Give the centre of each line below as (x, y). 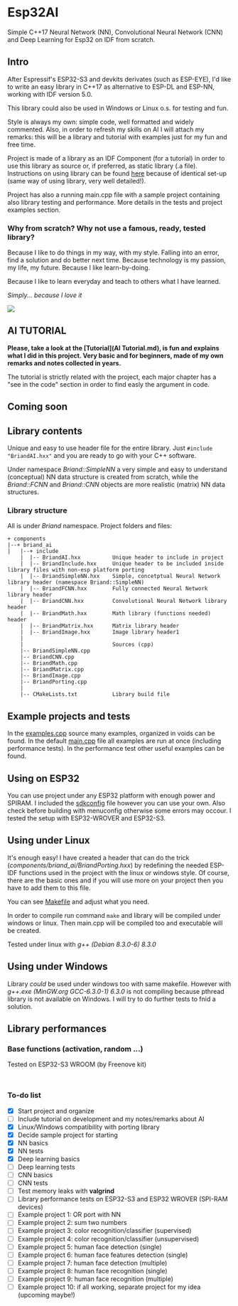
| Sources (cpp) (87, 645)
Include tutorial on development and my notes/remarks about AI (111, 1119)
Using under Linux (49, 841)
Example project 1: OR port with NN (69, 1215)
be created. (24, 930)
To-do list (24, 1096)
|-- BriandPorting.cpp (54, 682)
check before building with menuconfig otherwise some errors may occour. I (119, 810)
